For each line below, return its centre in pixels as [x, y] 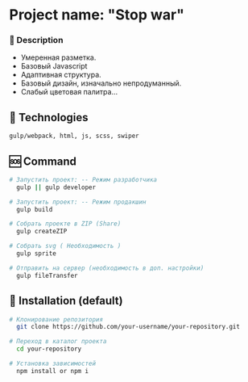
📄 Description [36, 40]
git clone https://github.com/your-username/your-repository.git [128, 327]
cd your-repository [49, 349]
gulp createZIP [42, 232]
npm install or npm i [53, 371]
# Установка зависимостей [52, 364]
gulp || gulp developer [56, 187]
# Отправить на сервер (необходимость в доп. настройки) [107, 268]
